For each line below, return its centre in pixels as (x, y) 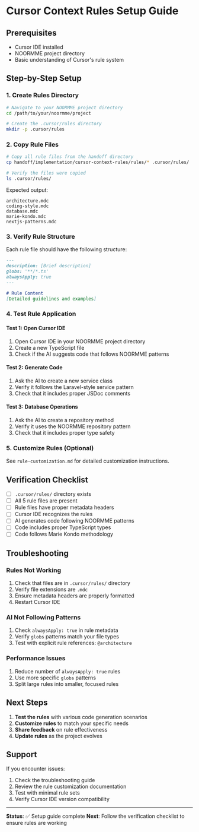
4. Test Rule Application (41, 314)
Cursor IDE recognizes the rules (54, 514)
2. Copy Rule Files (33, 145)
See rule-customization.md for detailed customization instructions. (88, 461)
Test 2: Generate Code (34, 368)
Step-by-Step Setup (44, 78)
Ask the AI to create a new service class (64, 381)
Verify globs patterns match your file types (67, 637)
